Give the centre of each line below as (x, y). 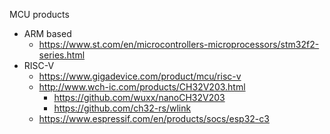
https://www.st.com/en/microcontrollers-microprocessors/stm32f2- (179, 44)
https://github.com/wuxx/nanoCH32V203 (139, 97)
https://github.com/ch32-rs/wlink (122, 108)
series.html (62, 55)
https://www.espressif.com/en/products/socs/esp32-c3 (154, 118)
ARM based (47, 33)
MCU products (39, 14)
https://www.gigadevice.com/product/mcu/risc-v (140, 76)
